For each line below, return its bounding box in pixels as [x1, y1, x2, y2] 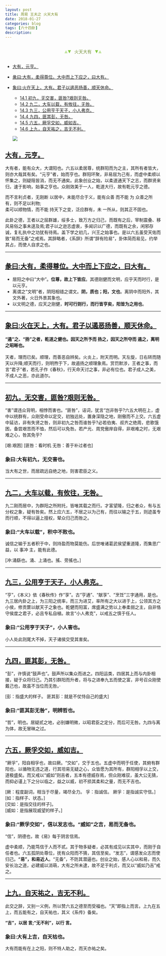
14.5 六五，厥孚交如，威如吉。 [19, 120, 82, 125]
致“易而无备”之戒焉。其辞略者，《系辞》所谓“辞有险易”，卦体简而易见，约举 [5, 235, 158, 241]
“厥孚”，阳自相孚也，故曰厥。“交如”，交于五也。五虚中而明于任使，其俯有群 [5, 760, 160, 766]
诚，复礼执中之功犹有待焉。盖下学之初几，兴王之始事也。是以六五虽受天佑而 [5, 229, 161, 235]
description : [5, 30, 32, 35]
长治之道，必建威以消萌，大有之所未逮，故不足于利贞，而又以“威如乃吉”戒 [9, 862, 161, 868]
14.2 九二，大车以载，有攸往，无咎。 [19, 101, 95, 107]
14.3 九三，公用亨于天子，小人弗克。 [19, 107, 95, 113]
